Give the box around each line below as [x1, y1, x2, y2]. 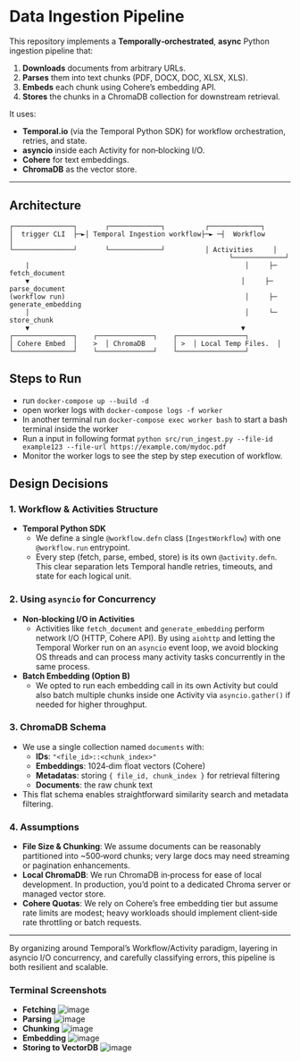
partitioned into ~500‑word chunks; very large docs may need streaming [21, 851, 290, 862]
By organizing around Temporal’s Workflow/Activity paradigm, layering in [9, 943, 279, 954]
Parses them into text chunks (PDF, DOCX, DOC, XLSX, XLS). [21, 72, 248, 82]
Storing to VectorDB [21, 1042, 98, 1053]
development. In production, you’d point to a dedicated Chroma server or [21, 879, 292, 890]
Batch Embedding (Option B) [21, 670, 131, 681]
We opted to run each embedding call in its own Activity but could [35, 679, 279, 690]
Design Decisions [9, 476, 109, 491]
